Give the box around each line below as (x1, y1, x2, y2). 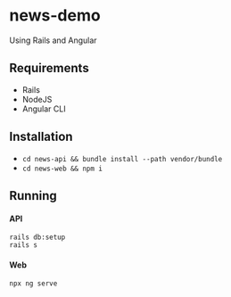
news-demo (9, 5, 101, 26)
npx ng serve (9, 279, 58, 288)
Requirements (9, 61, 89, 76)
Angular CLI (21, 103, 66, 114)
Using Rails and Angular (9, 35, 97, 45)
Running (9, 188, 58, 203)
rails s (9, 241, 38, 250)
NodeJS (21, 94, 53, 104)
